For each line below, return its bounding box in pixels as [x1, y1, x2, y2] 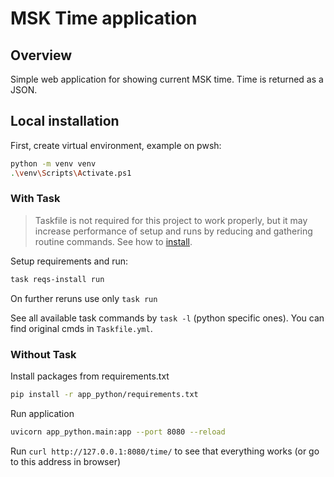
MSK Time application [10, 7, 198, 30]
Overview [10, 47, 73, 64]
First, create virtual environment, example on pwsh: [10, 139, 222, 151]
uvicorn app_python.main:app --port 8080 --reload [10, 427, 226, 437]
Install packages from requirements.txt [10, 370, 170, 382]
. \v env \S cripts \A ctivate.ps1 [10, 168, 132, 178]
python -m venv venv [10, 158, 97, 169]
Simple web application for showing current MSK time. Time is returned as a [10, 73, 324, 85]
